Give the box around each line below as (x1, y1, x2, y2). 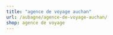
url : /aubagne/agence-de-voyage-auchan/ (6, 14, 108, 20)
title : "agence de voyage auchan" (6, 8, 92, 15)
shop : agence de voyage (6, 20, 65, 26)
